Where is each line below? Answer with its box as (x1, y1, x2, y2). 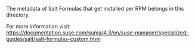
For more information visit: (6, 23, 71, 30)
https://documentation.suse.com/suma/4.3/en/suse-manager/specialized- (6, 29, 189, 36)
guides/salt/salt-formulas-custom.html (6, 36, 101, 42)
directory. (6, 11, 30, 18)
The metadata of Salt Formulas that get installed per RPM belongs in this (6, 5, 184, 12)
